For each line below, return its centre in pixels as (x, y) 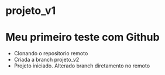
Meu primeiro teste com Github (82, 37)
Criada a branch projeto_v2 (47, 60)
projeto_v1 (31, 11)
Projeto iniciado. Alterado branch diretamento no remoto (82, 66)
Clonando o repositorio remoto (51, 53)
